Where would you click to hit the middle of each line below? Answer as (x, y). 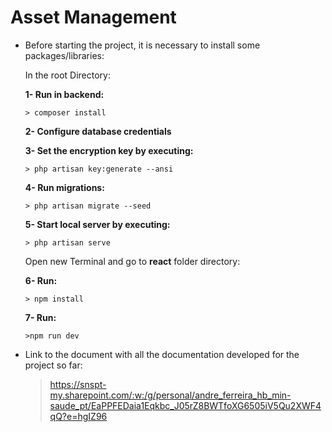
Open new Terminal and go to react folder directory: (132, 261)
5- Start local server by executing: (97, 224)
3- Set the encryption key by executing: (109, 150)
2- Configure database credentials (98, 131)
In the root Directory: (67, 75)
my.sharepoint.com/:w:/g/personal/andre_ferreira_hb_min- (170, 395)
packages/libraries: (64, 55)
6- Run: (41, 280)
